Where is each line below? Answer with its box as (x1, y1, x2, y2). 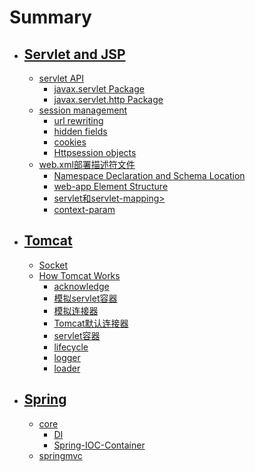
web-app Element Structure (53, 181, 169, 192)
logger (53, 351, 81, 363)
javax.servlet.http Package (53, 94, 164, 105)
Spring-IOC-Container (53, 439, 146, 451)
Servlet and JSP (23, 46, 126, 63)
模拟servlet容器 (53, 292, 118, 304)
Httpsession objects (53, 147, 137, 158)
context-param (53, 204, 116, 215)
